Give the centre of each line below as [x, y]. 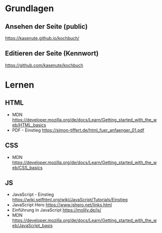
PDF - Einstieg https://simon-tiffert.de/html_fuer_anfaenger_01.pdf [78, 130]
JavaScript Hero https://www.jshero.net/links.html [62, 205]
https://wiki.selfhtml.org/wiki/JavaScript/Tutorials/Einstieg [70, 200]
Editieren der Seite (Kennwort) [52, 53]
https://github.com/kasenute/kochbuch [44, 65]
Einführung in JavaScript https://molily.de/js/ [57, 210]
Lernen [20, 85]
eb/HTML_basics [29, 125]
